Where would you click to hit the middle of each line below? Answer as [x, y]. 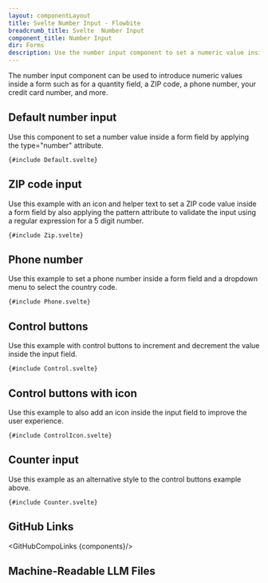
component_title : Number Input [60, 38]
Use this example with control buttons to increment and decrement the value [134, 346]
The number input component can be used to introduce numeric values [126, 75]
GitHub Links [41, 527]
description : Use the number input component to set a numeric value [126, 53]
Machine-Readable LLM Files [82, 571]
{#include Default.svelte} [53, 160]
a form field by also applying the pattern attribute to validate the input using [132, 212]
